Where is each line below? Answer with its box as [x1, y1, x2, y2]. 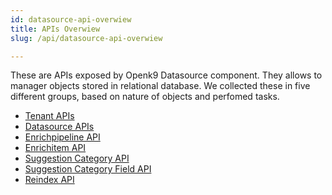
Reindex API [24, 174, 75, 186]
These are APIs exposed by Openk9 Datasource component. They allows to [10, 69, 323, 81]
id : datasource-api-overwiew [10, 14, 132, 25]
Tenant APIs [24, 110, 75, 122]
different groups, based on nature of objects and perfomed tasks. [10, 91, 280, 103]
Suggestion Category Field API [24, 163, 152, 175]
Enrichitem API [24, 142, 87, 154]
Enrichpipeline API [24, 131, 101, 143]
